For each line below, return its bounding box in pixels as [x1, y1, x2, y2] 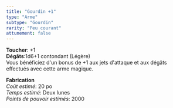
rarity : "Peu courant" [6, 25, 62, 31]
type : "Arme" [6, 14, 38, 20]
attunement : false [6, 31, 51, 36]
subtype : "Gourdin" [6, 19, 54, 25]
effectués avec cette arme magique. [6, 65, 94, 72]
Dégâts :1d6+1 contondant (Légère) [6, 53, 91, 60]
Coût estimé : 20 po [6, 83, 53, 90]
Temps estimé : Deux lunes [6, 89, 70, 96]
